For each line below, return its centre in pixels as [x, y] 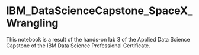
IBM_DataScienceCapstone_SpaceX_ [99, 11]
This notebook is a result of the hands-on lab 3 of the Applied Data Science [98, 39]
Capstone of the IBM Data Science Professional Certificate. [78, 46]
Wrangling [32, 23]
